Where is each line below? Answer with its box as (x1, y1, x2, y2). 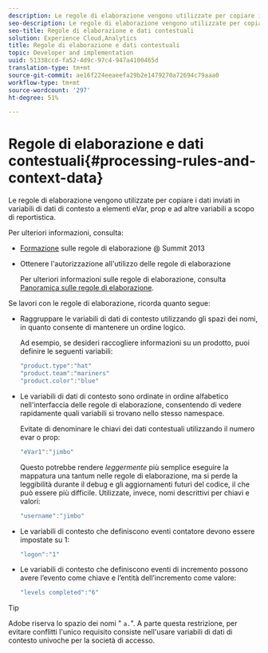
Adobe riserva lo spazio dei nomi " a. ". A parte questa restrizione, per (8, 619, 238, 628)
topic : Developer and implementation (8, 49, 134, 57)
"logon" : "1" (19, 550, 60, 559)
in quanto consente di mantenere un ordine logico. (19, 322, 186, 332)
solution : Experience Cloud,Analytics (8, 34, 137, 42)
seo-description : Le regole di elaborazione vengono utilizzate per (8, 19, 241, 27)
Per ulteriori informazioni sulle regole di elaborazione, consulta (19, 274, 226, 284)
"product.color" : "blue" (19, 377, 100, 385)
